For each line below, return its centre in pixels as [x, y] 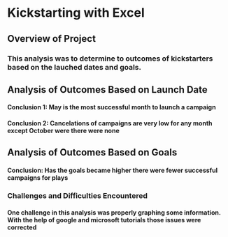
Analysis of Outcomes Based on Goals [92, 152]
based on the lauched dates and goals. [74, 67]
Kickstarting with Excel [76, 13]
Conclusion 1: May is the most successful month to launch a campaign [112, 107]
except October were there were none [64, 131]
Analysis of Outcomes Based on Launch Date [107, 90]
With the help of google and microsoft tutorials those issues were [104, 220]
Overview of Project [52, 39]
